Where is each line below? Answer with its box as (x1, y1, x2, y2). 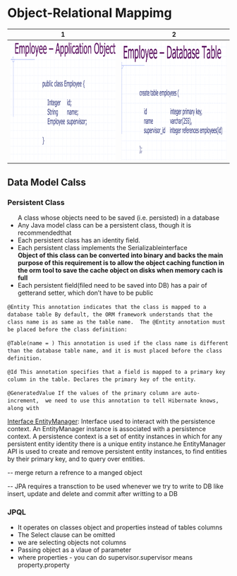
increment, (7, 397, 39, 404)
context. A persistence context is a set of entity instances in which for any (7, 432, 223, 440)
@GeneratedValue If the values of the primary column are (7, 389, 181, 396)
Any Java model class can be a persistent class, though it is (17, 221, 192, 229)
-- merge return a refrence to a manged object (7, 468, 142, 476)
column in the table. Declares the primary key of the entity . (7, 375, 196, 383)
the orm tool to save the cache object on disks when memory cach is (17, 266, 224, 274)
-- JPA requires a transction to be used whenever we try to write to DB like (7, 482, 224, 490)
